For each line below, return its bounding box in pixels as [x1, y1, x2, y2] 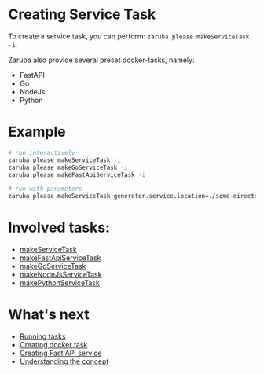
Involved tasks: [8, 218, 110, 236]
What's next [8, 306, 90, 324]
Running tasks [19, 332, 66, 341]
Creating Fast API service [19, 348, 102, 357]
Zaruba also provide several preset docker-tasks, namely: [8, 55, 195, 64]
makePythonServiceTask [19, 278, 100, 288]
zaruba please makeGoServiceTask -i [8, 163, 128, 171]
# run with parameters [8, 185, 82, 193]
